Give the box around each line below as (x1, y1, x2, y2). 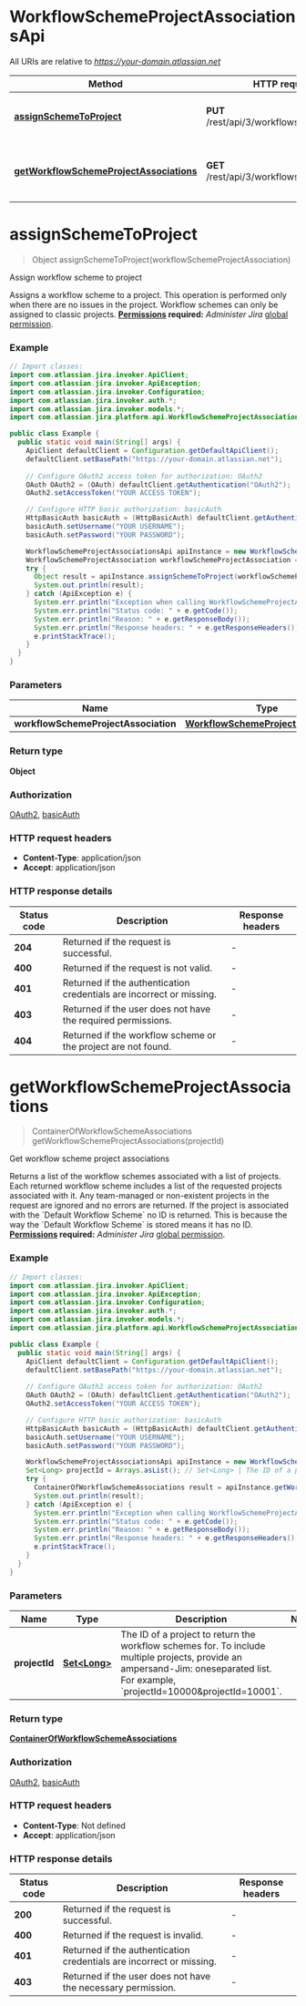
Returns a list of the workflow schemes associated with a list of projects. (9, 1171, 281, 1182)
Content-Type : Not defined (22, 1820, 126, 1831)
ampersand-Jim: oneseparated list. (120, 1661, 272, 1674)
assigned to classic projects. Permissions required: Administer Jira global (9, 308, 289, 320)
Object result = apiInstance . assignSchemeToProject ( (33, 572, 239, 581)
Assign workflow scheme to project (9, 272, 143, 283)
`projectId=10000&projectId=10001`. (120, 1684, 282, 1697)
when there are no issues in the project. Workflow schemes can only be (9, 299, 279, 310)
